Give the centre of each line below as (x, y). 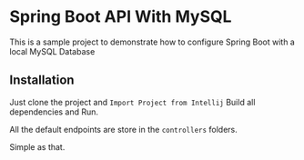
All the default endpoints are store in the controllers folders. (124, 129)
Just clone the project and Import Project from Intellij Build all (132, 102)
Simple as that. (37, 146)
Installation (42, 80)
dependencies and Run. (54, 112)
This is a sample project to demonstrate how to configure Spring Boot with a (152, 42)
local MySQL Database (52, 51)
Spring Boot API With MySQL (121, 17)
